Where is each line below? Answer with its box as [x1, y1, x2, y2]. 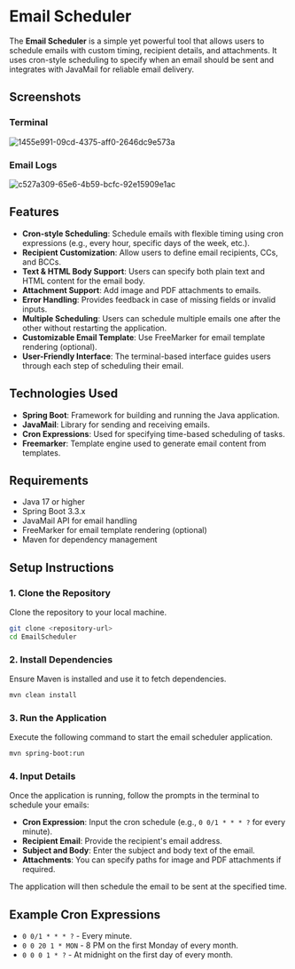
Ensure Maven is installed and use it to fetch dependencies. [9, 673, 227, 685]
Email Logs [9, 158, 58, 171]
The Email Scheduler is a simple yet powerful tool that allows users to [9, 36, 265, 46]
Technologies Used [9, 386, 118, 401]
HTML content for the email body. [21, 275, 146, 286]
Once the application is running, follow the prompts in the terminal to [9, 790, 260, 801]
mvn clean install [9, 691, 77, 700]
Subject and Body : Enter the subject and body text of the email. [21, 846, 255, 856]
